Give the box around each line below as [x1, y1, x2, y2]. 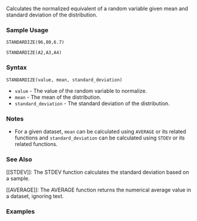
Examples [6, 207, 35, 216]
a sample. [6, 175, 30, 182]
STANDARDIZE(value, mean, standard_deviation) [6, 77, 123, 83]
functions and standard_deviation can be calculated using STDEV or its [14, 134, 185, 141]
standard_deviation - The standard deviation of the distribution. [14, 100, 170, 107]
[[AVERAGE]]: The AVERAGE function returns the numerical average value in [6, 186, 192, 194]
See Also [6, 155, 32, 163]
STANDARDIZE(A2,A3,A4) [6, 50, 62, 56]
